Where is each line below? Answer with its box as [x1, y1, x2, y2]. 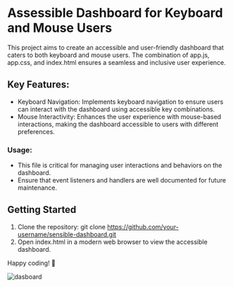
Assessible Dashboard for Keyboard [7, 5, 223, 21]
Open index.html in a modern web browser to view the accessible [17, 238, 208, 246]
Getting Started [7, 204, 77, 216]
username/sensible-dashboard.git [17, 230, 117, 238]
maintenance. [17, 183, 58, 192]
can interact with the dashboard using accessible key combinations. [17, 104, 215, 114]
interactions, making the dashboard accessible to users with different [17, 120, 219, 128]
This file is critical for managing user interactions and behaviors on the [17, 161, 222, 170]
